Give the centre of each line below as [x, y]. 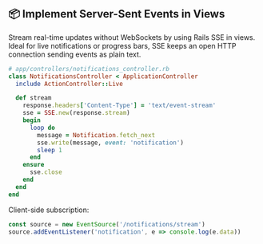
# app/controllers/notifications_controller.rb [89, 69]
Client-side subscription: [49, 210]
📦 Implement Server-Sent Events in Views [117, 14]
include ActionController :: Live [70, 84]
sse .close [46, 172]
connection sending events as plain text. [75, 54]
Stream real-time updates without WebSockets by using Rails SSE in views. [132, 37]
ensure [34, 165]
